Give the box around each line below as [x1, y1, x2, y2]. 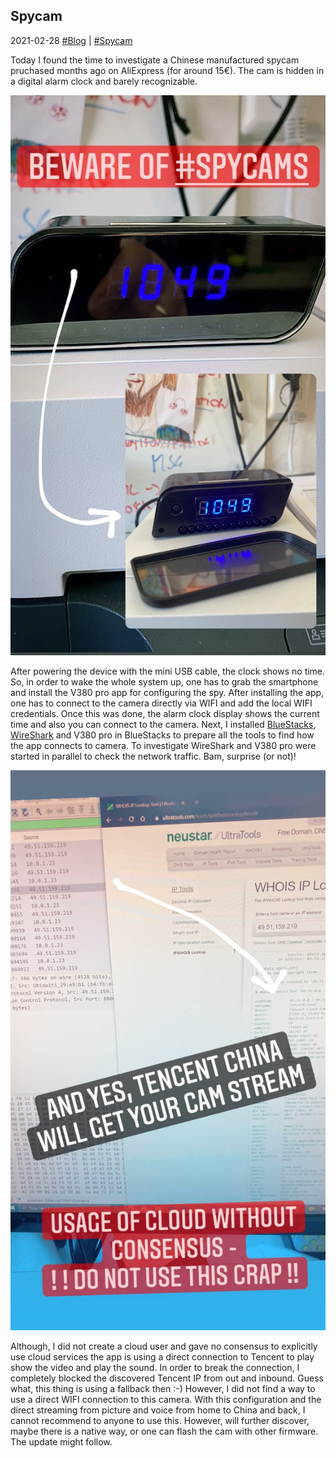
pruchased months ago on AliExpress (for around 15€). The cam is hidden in [10, 64, 325, 76]
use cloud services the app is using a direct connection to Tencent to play [10, 1350, 315, 1363]
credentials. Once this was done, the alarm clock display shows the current [10, 707, 320, 719]
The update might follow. [10, 1435, 113, 1448]
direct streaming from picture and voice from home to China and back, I [10, 1404, 306, 1416]
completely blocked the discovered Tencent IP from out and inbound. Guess [10, 1372, 324, 1384]
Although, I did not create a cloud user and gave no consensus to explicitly [10, 1340, 318, 1352]
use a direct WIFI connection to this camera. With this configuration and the [10, 1393, 322, 1405]
